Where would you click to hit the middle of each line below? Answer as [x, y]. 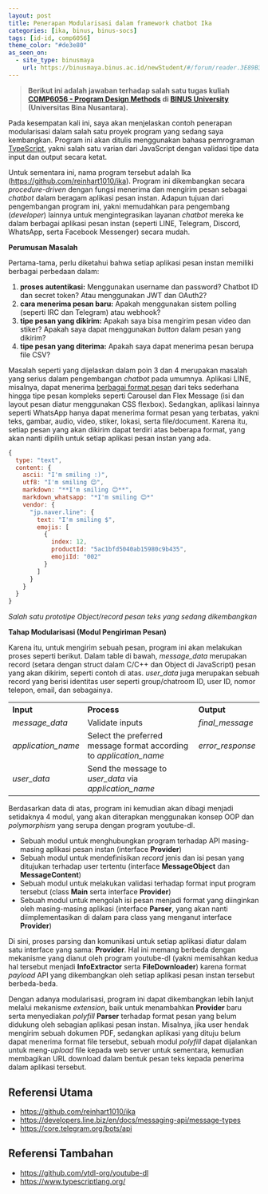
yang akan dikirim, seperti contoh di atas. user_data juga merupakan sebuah [134, 673]
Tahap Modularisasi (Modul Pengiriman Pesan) [87, 632]
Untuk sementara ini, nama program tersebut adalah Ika [100, 172]
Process [103, 710]
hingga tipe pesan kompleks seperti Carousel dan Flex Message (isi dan [126, 396]
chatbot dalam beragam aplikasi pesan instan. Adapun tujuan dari [116, 197]
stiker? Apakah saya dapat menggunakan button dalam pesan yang [130, 329]
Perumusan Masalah [43, 247]
